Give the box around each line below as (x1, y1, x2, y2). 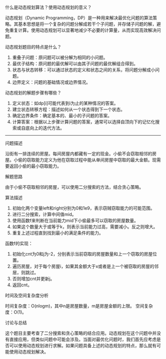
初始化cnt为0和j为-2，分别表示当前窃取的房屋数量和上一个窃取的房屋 (12, 251, 153, 256)
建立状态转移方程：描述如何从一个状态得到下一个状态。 (12, 106, 125, 112)
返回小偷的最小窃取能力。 (9, 163, 62, 169)
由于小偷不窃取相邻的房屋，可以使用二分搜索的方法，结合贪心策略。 (5, 184, 144, 190)
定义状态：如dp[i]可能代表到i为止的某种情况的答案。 (12, 101, 119, 106)
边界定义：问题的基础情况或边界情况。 (12, 79, 90, 85)
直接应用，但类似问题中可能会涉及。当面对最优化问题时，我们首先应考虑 (9, 336, 157, 342)
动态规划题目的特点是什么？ (5, 44, 62, 50)
